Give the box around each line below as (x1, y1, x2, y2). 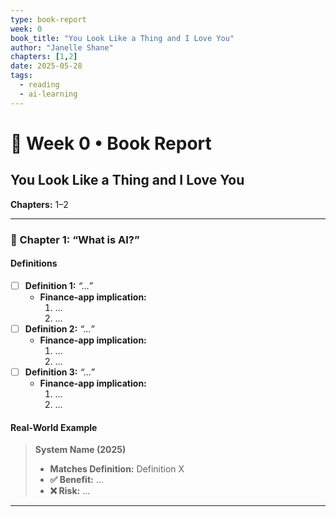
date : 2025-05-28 (10, 61, 83, 71)
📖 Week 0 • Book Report (10, 132, 212, 155)
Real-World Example (10, 421, 98, 433)
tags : (10, 71, 33, 81)
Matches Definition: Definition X (49, 463, 185, 475)
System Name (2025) (34, 444, 127, 456)
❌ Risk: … (49, 485, 91, 497)
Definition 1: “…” (24, 279, 93, 291)
